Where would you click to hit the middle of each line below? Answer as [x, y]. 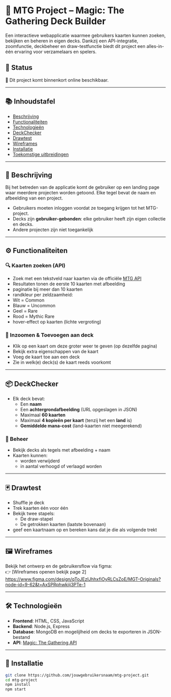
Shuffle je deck [28, 503]
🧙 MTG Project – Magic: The [65, 10]
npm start [16, 689]
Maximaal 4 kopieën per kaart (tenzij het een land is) [76, 420]
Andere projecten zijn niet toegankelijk [53, 230]
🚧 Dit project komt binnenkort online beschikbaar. [57, 80]
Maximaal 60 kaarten [43, 415]
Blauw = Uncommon [34, 306]
